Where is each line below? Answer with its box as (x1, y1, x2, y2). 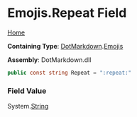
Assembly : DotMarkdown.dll (7, 55, 92, 64)
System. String (7, 102, 49, 111)
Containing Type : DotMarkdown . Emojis (7, 42, 124, 50)
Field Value (7, 86, 47, 96)
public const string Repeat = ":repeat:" (7, 69, 132, 76)
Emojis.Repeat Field (7, 5, 127, 21)
